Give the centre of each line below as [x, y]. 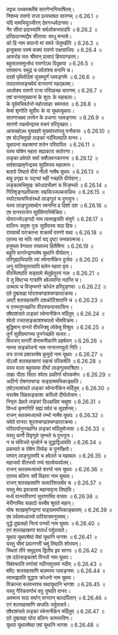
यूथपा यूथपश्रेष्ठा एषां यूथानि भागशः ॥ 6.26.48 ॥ [52, 625]
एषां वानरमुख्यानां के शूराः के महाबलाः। [41, 97]
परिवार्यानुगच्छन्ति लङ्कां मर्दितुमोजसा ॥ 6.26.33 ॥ [55, 429]
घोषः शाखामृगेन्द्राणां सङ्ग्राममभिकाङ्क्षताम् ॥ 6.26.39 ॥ [59, 510]
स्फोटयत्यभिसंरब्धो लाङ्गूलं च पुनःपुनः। [43, 199]
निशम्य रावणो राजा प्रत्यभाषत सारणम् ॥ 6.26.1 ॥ [52, 16]
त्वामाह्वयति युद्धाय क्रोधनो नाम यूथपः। [41, 578]
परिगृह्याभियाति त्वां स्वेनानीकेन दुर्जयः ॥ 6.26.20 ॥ [55, 259]
